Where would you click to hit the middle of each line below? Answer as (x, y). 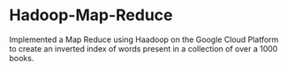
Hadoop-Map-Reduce (91, 15)
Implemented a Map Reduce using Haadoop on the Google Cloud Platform (144, 39)
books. (22, 58)
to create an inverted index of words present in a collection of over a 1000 (143, 48)
